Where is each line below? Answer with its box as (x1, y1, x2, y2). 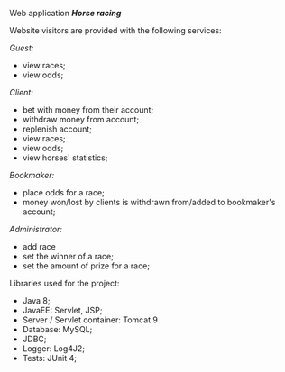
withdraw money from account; (22, 114, 140, 124)
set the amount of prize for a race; (22, 260, 151, 271)
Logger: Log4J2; (22, 343, 86, 354)
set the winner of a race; (22, 251, 115, 261)
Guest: (9, 42, 34, 53)
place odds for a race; (22, 187, 106, 197)
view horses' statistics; (22, 152, 108, 163)
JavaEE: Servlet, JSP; (22, 305, 103, 315)
